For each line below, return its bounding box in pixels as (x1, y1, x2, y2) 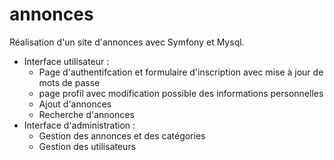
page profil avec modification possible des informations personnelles (38, 87, 324, 99)
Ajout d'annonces (38, 98, 112, 110)
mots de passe (38, 76, 101, 88)
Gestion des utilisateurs (38, 140, 137, 152)
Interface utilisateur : (23, 55, 110, 67)
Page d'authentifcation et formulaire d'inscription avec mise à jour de (38, 66, 324, 78)
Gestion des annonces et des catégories (38, 129, 206, 142)
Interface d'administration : (23, 119, 136, 131)
